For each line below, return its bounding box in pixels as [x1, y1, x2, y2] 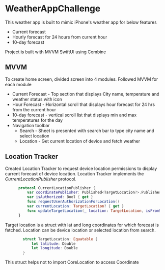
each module [5, 81, 32, 87]
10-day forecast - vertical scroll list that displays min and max [12, 112, 137, 118]
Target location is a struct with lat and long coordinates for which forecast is [5, 222, 159, 228]
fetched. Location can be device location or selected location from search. [5, 227, 156, 233]
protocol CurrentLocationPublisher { [18, 185, 96, 190]
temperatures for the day [12, 117, 63, 123]
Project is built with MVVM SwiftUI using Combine [5, 49, 107, 55]
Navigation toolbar [12, 122, 50, 128]
